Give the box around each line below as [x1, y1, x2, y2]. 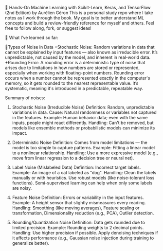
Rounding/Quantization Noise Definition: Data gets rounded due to [12, 219, 145, 225]
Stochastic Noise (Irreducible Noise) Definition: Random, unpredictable [12, 105, 154, 110]
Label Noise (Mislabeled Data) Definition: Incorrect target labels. [12, 164, 141, 170]
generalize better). [12, 240, 50, 246]
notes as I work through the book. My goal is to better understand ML [5, 15, 145, 20]
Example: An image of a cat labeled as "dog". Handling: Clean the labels [12, 170, 157, 175]
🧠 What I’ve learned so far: [5, 35, 58, 40]
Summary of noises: [5, 95, 45, 101]
